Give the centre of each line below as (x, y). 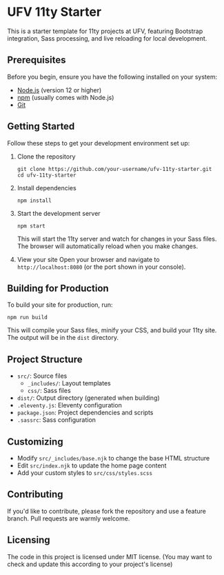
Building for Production (58, 288)
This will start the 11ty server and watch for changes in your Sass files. (117, 239)
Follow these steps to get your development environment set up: (99, 143)
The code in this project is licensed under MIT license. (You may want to (110, 556)
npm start (31, 226)
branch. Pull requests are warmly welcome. (69, 518)
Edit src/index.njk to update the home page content (92, 465)
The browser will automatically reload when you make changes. (108, 246)
